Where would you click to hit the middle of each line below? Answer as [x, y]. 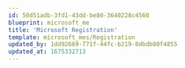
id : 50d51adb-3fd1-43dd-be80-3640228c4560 [79, 15]
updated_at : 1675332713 [47, 52]
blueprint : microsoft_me [49, 23]
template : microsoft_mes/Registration [72, 37]
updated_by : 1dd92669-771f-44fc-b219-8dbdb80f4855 [93, 45]
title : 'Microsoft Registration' [63, 30]
